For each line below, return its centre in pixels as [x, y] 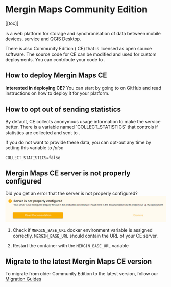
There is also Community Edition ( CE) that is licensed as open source [79, 48]
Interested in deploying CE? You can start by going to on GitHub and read [83, 88]
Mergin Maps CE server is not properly [68, 173]
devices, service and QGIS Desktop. [43, 39]
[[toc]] [12, 23]
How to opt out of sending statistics [63, 109]
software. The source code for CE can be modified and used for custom [81, 54]
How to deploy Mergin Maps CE [56, 76]
